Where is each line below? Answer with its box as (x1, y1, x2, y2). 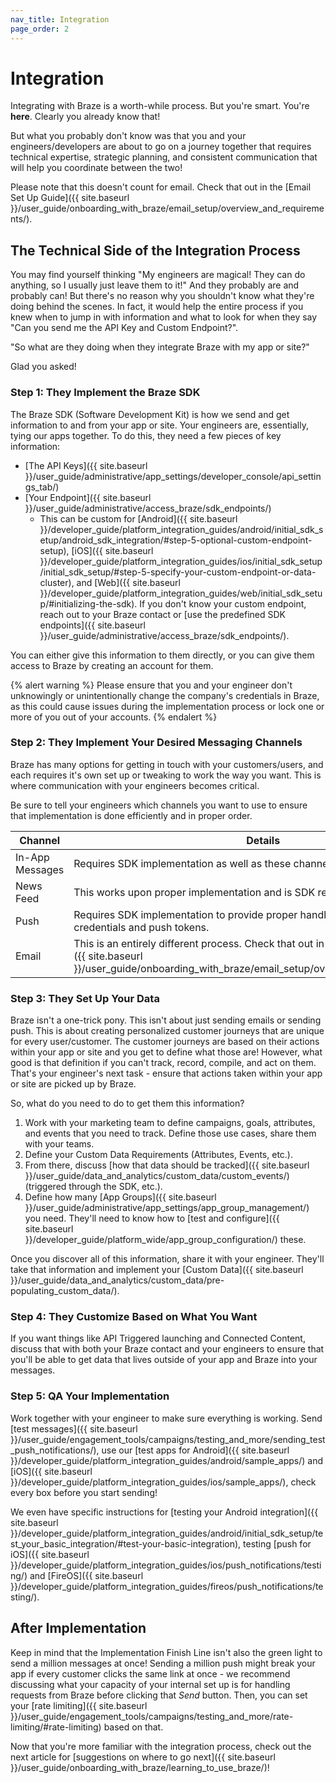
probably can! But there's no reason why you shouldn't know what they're (10, 290, 315, 302)
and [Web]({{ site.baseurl (76, 576, 181, 588)
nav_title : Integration (10, 14, 110, 25)
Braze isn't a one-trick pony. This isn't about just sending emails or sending (10, 1014, 322, 1026)
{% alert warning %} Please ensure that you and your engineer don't (10, 679, 293, 691)
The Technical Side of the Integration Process (10, 242, 301, 259)
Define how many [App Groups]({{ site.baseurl (24, 1191, 217, 1203)
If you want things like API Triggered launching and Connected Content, (10, 1332, 306, 1345)
